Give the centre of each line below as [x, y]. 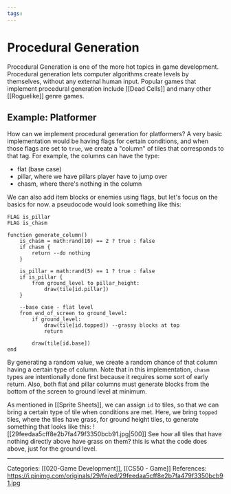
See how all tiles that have [185, 434]
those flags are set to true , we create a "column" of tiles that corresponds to [115, 149]
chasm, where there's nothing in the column [79, 184]
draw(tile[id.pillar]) [76, 290]
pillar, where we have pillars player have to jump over [92, 177]
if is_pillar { [41, 277]
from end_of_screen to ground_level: [74, 314]
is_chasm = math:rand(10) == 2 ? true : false [87, 241]
